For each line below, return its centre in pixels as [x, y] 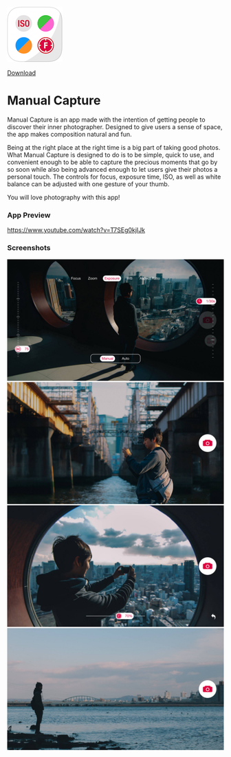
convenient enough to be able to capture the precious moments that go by [112, 162]
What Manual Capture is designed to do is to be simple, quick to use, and [111, 155]
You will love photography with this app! [64, 197]
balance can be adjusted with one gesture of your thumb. [88, 184]
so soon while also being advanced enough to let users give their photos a [112, 169]
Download [22, 73]
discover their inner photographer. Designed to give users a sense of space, [115, 126]
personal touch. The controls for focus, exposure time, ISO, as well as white [114, 177]
